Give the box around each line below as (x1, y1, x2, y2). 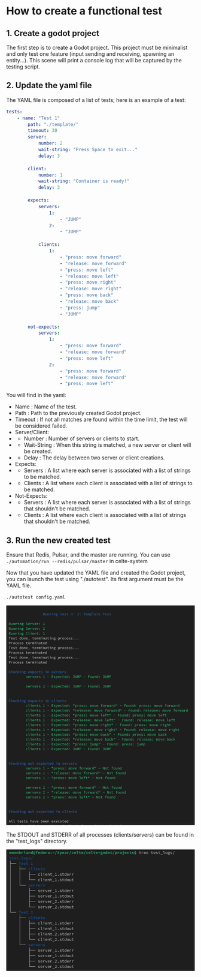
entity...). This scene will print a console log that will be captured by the (6, 57, 182, 64)
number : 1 (38, 172, 63, 178)
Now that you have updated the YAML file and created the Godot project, (6, 569, 186, 576)
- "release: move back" (59, 299, 119, 305)
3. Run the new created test (6, 535, 111, 545)
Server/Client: (14, 429, 50, 436)
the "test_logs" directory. (6, 838, 68, 845)
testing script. (6, 63, 41, 70)
